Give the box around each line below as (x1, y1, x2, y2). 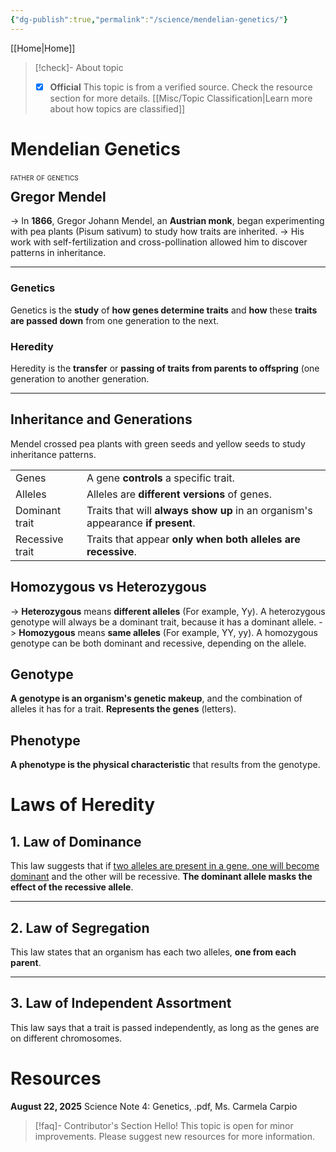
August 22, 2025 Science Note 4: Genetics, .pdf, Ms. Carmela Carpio (10, 1100, 298, 1112)
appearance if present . (86, 516, 196, 530)
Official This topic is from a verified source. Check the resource (49, 81, 313, 93)
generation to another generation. (10, 373, 150, 385)
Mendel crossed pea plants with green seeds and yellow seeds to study (10, 437, 306, 450)
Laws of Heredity (10, 794, 156, 816)
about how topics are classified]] (49, 102, 186, 115)
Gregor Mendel (10, 189, 107, 206)
